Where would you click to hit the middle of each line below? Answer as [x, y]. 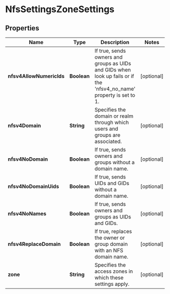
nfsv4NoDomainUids [33, 186]
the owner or [110, 238]
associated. [108, 141]
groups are [107, 135]
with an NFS [109, 250]
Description [115, 42]
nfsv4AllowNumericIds [36, 76]
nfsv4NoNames [27, 214]
